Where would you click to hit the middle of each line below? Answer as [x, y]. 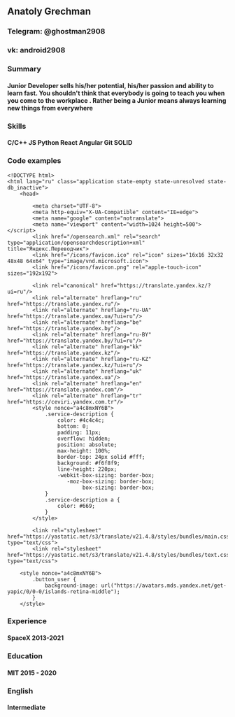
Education [25, 656]
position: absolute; [87, 445]
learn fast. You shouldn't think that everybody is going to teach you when [116, 93]
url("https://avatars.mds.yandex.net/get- [164, 585]
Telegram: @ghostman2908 [56, 31]
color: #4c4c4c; [81, 420]
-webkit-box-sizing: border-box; [106, 475]
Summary [24, 69]
